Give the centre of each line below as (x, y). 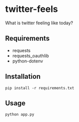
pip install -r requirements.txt (40, 88)
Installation (23, 77)
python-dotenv (28, 61)
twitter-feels (32, 9)
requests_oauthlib (31, 56)
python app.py (20, 115)
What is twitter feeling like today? (39, 23)
